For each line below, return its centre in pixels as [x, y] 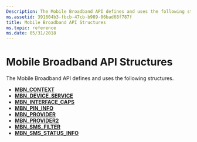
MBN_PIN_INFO [34, 108]
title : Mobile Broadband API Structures [56, 22]
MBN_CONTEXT [34, 90]
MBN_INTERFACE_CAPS [45, 102]
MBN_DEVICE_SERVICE [44, 96]
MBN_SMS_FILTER [38, 127]
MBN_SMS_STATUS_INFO [47, 133]
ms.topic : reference [31, 28]
